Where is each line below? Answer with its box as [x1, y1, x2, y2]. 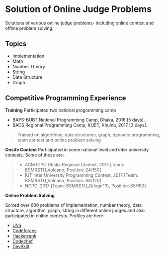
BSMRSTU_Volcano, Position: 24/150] [24, 167, 101, 173]
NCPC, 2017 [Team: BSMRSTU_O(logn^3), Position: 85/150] [24, 183, 146, 189]
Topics [5, 40, 27, 48]
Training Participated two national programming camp [5, 107, 116, 113]
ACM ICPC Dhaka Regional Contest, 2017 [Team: [24, 161, 125, 167]
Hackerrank [12, 233, 37, 239]
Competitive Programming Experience [5, 94, 126, 103]
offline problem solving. [5, 25, 54, 31]
